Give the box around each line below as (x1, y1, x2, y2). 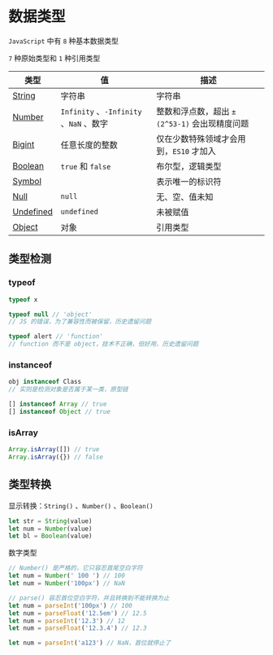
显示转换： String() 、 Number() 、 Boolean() (8, 500, 154, 510)
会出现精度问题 (191, 117, 249, 129)
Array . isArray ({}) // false (8, 453, 104, 461)
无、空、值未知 (156, 191, 214, 202)
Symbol (12, 175, 42, 187)
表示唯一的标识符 (156, 176, 222, 187)
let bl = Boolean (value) (8, 532, 93, 540)
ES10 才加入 (172, 145, 217, 156)
